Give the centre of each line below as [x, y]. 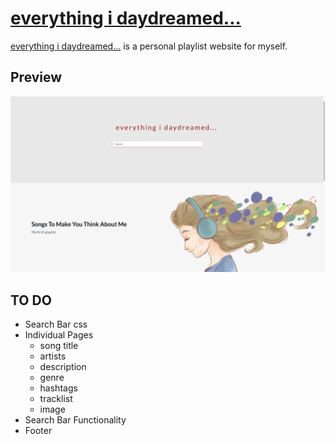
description [63, 367]
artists [53, 356]
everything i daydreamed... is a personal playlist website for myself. [149, 46]
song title [59, 346]
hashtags [58, 388]
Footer [38, 431]
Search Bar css [56, 324]
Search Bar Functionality [75, 420]
